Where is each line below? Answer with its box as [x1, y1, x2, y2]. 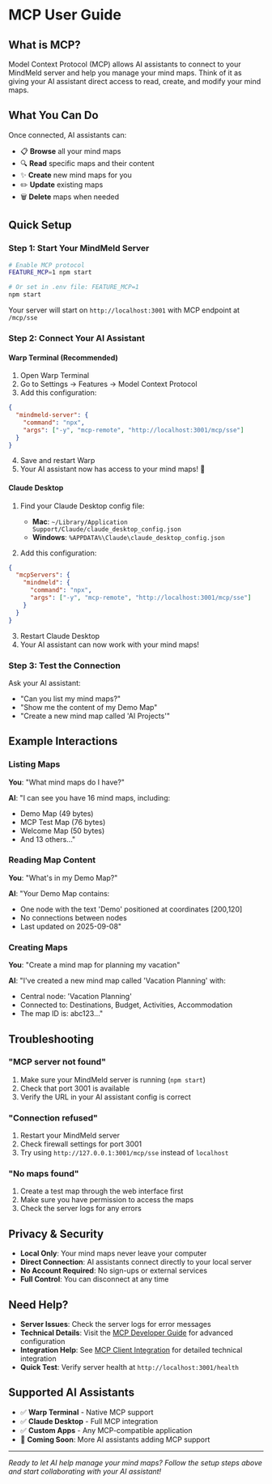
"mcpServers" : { [15, 571, 70, 580]
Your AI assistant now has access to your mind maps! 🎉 [19, 464, 206, 474]
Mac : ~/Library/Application [32, 517, 128, 526]
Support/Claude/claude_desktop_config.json [32, 525, 182, 534]
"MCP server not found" [8, 1057, 107, 1068]
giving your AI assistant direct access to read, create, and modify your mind [8, 77, 261, 86]
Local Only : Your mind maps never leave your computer [19, 1248, 207, 1258]
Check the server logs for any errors [19, 1204, 142, 1214]
